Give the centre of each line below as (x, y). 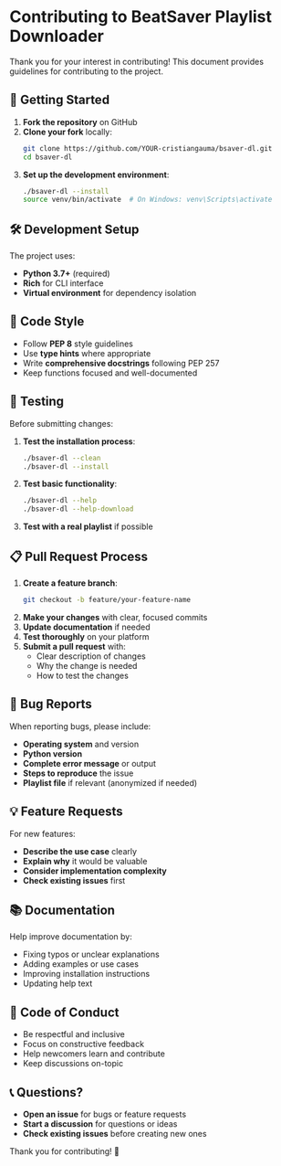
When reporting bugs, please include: (80, 726)
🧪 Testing (37, 402)
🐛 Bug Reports (51, 704)
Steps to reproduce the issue (78, 773)
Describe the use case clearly (80, 851)
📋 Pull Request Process (79, 556)
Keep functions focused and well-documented (110, 373)
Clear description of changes (91, 656)
